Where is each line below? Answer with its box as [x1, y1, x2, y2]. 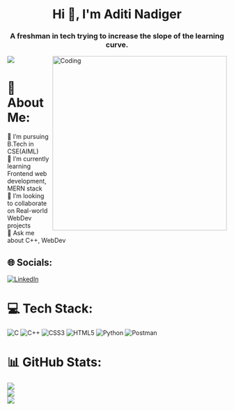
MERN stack [7, 184, 43, 193]
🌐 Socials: [7, 256, 53, 268]
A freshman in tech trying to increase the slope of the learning [10, 31, 224, 41]
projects [7, 221, 31, 230]
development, [7, 177, 47, 186]
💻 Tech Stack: [7, 301, 93, 317]
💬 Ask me [7, 229, 35, 237]
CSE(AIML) [7, 147, 39, 156]
